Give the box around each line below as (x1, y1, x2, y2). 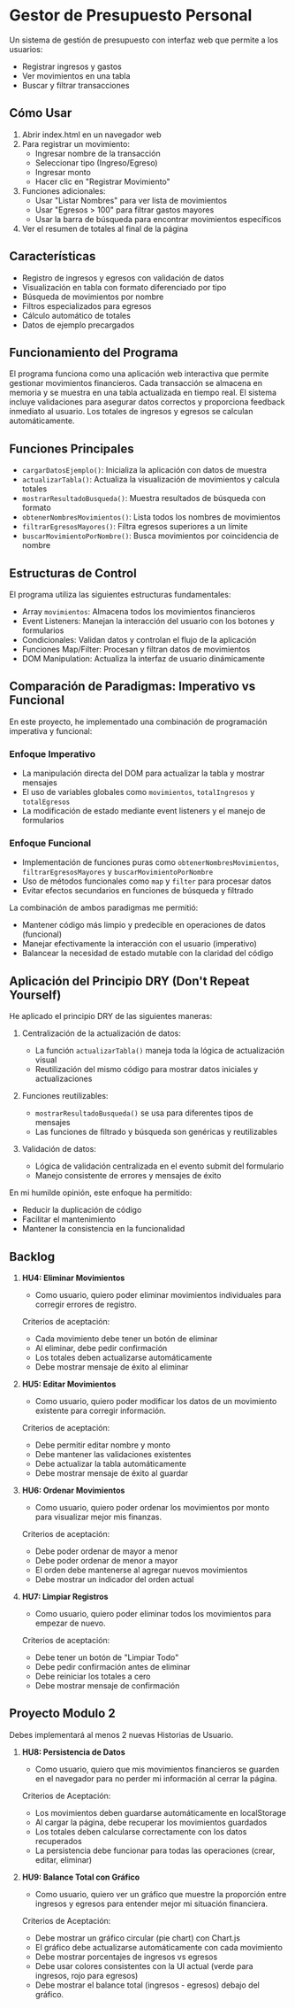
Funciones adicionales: (21, 185, 106, 196)
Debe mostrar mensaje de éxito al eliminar (34, 1362, 189, 1372)
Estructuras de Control (9, 566, 137, 581)
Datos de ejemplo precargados (21, 320, 135, 330)
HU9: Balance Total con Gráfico (21, 1872, 140, 1882)
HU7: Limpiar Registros (21, 1591, 109, 1603)
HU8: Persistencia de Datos (21, 1746, 125, 1757)
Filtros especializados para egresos (21, 300, 152, 311)
